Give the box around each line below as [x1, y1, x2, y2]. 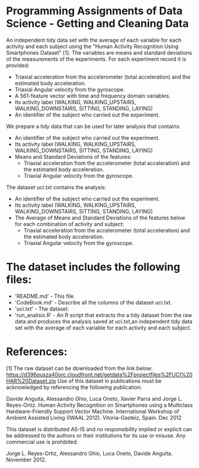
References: [6, 345, 68, 359]
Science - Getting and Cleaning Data [6, 17, 189, 30]
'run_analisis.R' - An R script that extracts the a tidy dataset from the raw [14, 311, 192, 319]
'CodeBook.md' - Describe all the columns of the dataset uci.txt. [14, 299, 172, 306]
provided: [6, 61, 30, 69]
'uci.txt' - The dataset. [14, 305, 69, 312]
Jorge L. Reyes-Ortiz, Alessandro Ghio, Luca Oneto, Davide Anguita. [6, 450, 173, 457]
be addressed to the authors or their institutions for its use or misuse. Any [6, 432, 186, 439]
